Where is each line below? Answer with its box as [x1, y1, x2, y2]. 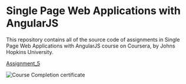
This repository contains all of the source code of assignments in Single [6, 36, 180, 43]
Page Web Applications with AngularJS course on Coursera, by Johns [6, 42, 175, 49]
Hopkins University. [6, 48, 54, 55]
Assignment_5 [6, 60, 41, 67]
